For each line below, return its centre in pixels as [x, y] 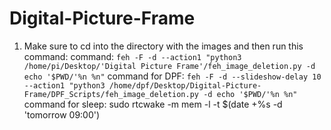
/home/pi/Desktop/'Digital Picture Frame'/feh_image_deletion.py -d [169, 66]
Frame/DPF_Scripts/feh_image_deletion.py [111, 94]
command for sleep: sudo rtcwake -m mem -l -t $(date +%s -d [153, 104]
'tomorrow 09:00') [62, 114]
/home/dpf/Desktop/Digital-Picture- [185, 85]
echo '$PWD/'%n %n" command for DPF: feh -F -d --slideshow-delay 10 [172, 76]
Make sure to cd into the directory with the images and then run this [163, 46]
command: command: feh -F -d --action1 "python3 [132, 56]
